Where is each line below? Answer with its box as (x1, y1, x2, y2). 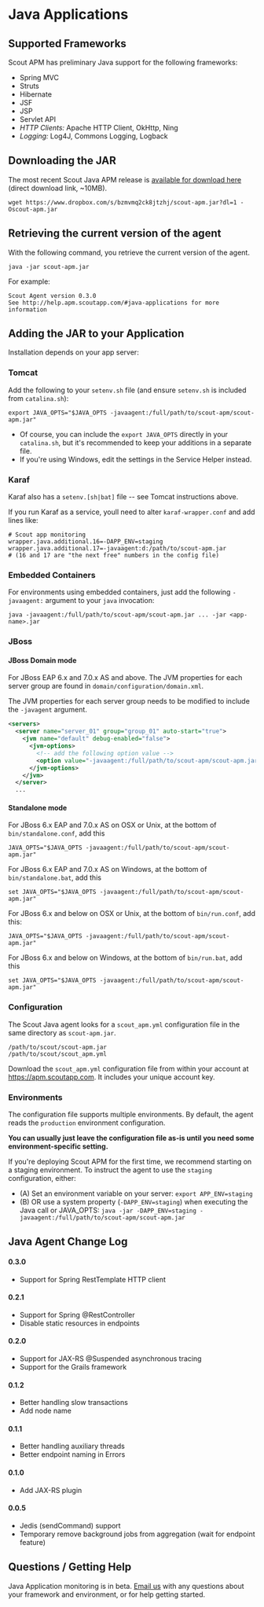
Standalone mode (8, 803, 68, 812)
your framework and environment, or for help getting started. (8, 1590, 206, 1599)
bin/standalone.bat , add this (8, 873, 102, 882)
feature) (19, 1537, 46, 1546)
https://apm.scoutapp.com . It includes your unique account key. (8, 1072, 215, 1082)
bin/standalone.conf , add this (8, 829, 105, 838)
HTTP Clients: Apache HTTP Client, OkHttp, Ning (19, 123, 178, 132)
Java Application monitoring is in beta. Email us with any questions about (8, 1581, 244, 1590)
